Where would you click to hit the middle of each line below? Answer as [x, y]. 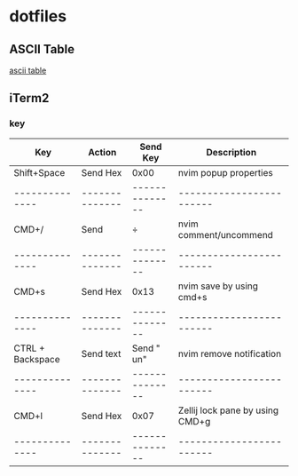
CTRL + [30, 348]
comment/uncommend [225, 234]
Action [102, 152]
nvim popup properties [225, 172]
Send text [101, 353]
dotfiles [38, 16]
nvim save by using [218, 286]
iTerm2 [29, 98]
